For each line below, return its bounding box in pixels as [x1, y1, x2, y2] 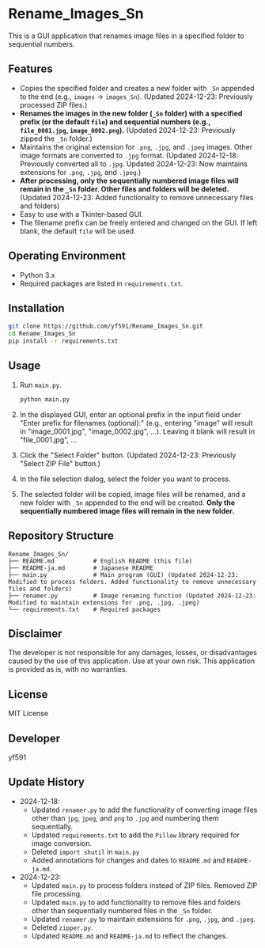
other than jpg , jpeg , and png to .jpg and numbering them [31, 813, 219, 823]
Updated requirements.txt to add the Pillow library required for [31, 830, 240, 840]
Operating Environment [8, 249, 127, 263]
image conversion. [31, 838, 93, 848]
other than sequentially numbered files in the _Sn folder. [31, 905, 213, 915]
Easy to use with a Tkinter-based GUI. [19, 209, 144, 218]
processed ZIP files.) [19, 100, 88, 109]
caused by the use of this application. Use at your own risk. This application [8, 656, 256, 665]
